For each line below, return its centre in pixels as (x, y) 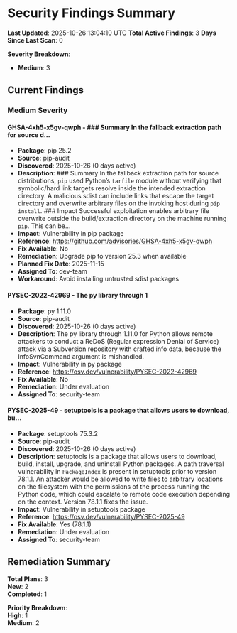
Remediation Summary (59, 562)
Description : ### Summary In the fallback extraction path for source (118, 173)
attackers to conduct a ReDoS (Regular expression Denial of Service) (118, 341)
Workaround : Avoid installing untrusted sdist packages (98, 279)
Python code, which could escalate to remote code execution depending (124, 494)
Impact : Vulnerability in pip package (71, 234)
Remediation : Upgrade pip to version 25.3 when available (102, 256)
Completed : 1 (27, 594)
